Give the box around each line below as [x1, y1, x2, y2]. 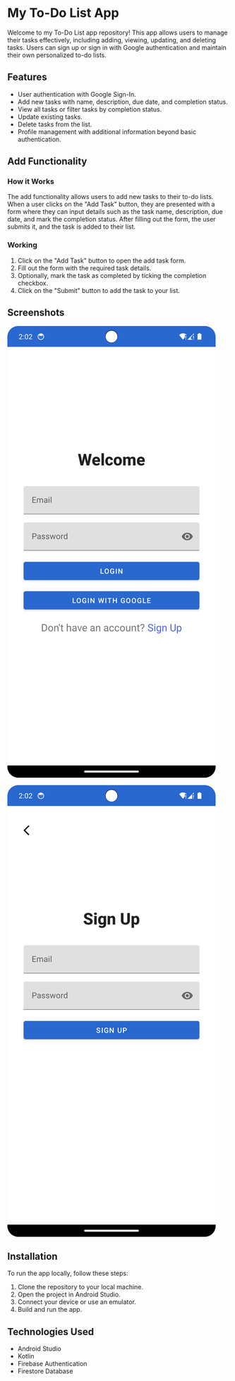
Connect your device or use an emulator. [17, 1298, 136, 1306]
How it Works [7, 176, 54, 186]
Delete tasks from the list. [17, 120, 92, 128]
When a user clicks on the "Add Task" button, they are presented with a [7, 200, 215, 209]
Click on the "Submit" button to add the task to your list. [17, 286, 180, 294]
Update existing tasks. [17, 112, 83, 121]
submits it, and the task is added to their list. [7, 222, 136, 231]
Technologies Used [7, 1325, 94, 1338]
